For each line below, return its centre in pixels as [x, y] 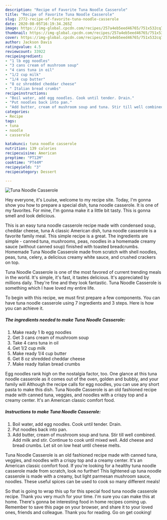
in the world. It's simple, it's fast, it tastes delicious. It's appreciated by [77, 278]
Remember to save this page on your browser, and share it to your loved [79, 507]
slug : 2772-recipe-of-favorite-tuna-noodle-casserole [62, 19]
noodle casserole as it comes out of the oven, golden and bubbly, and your [82, 379]
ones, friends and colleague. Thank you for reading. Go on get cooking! [78, 513]
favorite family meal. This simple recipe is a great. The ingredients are [77, 236]
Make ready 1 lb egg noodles [42, 333]
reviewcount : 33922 [25, 51]
